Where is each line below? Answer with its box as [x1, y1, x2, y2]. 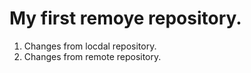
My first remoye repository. [9, 7, 242, 30]
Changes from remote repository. [23, 50, 162, 62]
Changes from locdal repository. [23, 40, 157, 52]
